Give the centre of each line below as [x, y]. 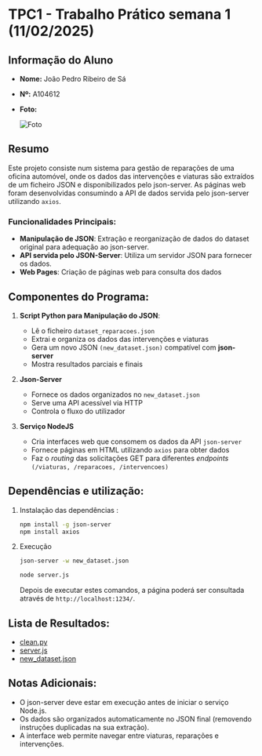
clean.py [33, 642]
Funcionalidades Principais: [62, 221]
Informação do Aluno [61, 60]
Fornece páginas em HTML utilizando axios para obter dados [130, 449]
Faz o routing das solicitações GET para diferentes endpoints [130, 458]
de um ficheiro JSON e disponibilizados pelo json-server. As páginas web [127, 184]
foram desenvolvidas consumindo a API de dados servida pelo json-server [129, 193]
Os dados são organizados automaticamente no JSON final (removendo [136, 718]
